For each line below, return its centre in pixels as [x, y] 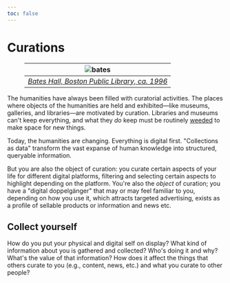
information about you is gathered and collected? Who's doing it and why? [113, 251]
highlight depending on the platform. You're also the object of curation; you [114, 183]
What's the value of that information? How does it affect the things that [108, 258]
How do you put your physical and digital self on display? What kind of [107, 243]
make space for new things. [46, 127]
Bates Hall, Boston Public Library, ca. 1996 [98, 81]
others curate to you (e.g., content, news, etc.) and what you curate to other [115, 265]
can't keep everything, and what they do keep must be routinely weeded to [114, 120]
